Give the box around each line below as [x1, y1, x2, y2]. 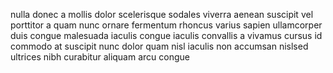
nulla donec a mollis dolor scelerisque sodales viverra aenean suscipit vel [10, 9, 314, 20]
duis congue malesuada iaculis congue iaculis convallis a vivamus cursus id [10, 30, 323, 41]
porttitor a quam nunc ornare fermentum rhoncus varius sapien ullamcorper [10, 19, 323, 31]
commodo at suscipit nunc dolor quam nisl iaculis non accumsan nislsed [10, 40, 309, 52]
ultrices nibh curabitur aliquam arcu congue [10, 51, 190, 63]
